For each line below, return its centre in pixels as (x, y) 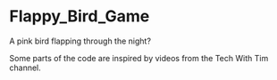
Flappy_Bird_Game (80, 16)
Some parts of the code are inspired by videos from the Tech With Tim (139, 58)
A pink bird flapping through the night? (80, 41)
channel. (25, 68)
